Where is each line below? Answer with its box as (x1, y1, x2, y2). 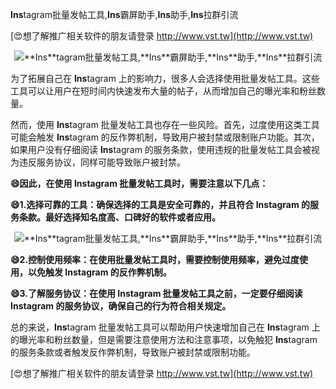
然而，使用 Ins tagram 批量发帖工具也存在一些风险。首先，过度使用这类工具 (10, 119, 320, 130)
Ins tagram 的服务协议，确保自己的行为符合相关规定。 (10, 300, 232, 312)
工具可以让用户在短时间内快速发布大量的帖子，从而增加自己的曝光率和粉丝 (10, 85, 317, 97)
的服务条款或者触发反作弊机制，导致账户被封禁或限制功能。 (10, 346, 256, 358)
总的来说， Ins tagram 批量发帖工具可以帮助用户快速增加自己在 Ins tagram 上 (10, 321, 321, 333)
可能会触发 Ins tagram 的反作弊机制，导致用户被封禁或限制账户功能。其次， (10, 131, 320, 143)
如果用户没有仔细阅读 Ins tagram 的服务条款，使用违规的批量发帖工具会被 (10, 144, 312, 155)
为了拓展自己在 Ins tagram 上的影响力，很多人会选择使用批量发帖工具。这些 (10, 73, 320, 84)
